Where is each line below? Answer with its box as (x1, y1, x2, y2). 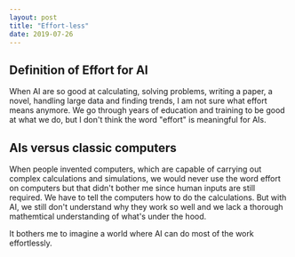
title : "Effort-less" (9, 21, 90, 30)
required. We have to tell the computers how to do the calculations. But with (9, 192, 287, 203)
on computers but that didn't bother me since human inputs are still (9, 183, 256, 193)
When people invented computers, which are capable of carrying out (9, 164, 262, 174)
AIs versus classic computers (9, 140, 177, 156)
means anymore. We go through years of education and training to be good (9, 105, 286, 116)
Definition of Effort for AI (9, 62, 148, 77)
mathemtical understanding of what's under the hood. (9, 211, 207, 221)
